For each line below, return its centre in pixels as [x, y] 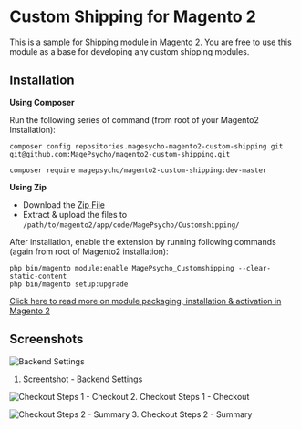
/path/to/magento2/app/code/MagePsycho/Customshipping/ [131, 225]
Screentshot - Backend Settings [83, 379]
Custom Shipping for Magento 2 [133, 17]
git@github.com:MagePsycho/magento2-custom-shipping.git [120, 154]
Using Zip [28, 187]
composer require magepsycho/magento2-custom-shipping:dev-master [138, 170]
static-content [38, 276]
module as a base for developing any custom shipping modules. [130, 51]
